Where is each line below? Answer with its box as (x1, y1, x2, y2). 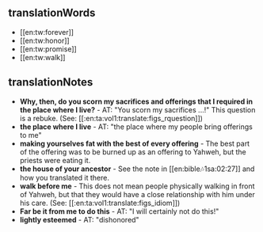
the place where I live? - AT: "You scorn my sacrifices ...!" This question (19, 105, 256, 114)
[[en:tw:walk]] (19, 52, 66, 62)
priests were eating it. (19, 155, 91, 165)
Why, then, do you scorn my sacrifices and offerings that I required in (19, 97, 253, 106)
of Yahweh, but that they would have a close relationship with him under (19, 189, 255, 199)
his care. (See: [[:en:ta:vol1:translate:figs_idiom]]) (19, 198, 181, 207)
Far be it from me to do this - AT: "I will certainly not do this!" (19, 206, 219, 216)
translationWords (8, 6, 96, 20)
